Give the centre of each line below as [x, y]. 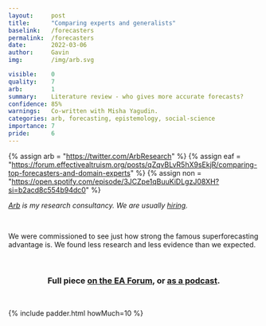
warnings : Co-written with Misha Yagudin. [83, 111]
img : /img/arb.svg [51, 60]
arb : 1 [32, 89]
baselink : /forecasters [51, 30]
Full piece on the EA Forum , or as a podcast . [134, 281]
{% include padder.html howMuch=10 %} [76, 313]
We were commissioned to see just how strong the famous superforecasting [133, 236]
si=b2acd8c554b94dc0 [47, 190]
